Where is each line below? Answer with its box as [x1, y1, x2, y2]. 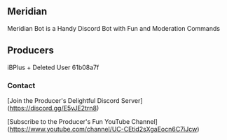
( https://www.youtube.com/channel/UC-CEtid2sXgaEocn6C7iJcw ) [7, 125, 200, 133]
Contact [7, 80, 36, 90]
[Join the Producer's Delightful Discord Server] [7, 96, 143, 104]
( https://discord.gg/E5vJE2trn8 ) [7, 104, 99, 112]
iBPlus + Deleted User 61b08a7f [7, 63, 99, 71]
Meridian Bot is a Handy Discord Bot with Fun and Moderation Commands [7, 24, 221, 32]
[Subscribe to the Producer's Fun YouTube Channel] [7, 117, 158, 125]
